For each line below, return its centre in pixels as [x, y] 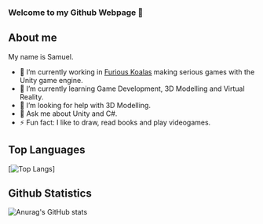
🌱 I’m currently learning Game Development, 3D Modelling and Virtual [132, 89]
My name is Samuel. [41, 56]
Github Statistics [50, 193]
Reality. [31, 96]
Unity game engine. [51, 80]
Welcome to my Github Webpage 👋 [76, 13]
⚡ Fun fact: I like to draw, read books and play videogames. [115, 122]
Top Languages [47, 150]
